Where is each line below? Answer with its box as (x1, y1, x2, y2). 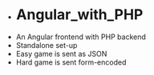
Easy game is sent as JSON (15, 49, 107, 58)
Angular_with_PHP (15, 6, 144, 24)
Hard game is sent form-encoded (15, 57, 127, 67)
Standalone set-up (15, 40, 78, 49)
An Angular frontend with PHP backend (15, 32, 147, 41)
